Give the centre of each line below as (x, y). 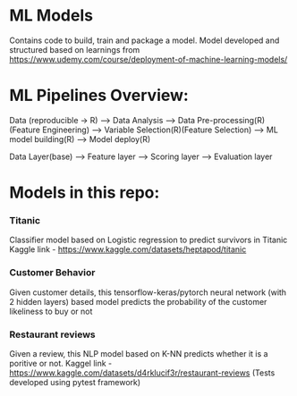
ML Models (51, 16)
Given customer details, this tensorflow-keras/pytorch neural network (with (148, 292)
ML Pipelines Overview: (99, 96)
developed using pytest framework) (75, 382)
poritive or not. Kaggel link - (61, 363)
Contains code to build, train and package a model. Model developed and (144, 40)
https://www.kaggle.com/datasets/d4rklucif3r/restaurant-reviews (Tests (142, 373)
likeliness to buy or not (51, 311)
